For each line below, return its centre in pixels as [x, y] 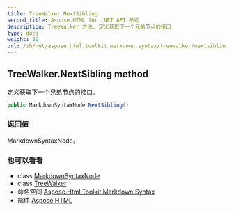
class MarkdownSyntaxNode [58, 176]
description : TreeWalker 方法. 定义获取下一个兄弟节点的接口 [89, 26]
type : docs [23, 33]
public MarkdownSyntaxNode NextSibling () [68, 105]
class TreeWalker [42, 183]
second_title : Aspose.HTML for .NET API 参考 [73, 20]
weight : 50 [23, 40]
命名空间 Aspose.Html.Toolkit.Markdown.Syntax [86, 192]
